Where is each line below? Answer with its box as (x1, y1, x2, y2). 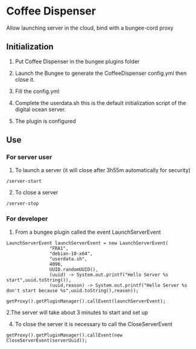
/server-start (6, 178, 42, 185)
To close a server (14, 189, 58, 196)
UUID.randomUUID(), (49, 266, 98, 272)
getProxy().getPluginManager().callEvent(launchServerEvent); (6, 298, 166, 304)
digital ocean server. (14, 106, 66, 113)
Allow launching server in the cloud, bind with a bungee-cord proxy (6, 24, 174, 31)
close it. (14, 75, 35, 83)
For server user (6, 153, 52, 161)
